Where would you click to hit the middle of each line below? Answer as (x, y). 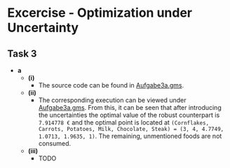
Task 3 (22, 54)
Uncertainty (43, 28)
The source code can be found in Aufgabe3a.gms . (111, 85)
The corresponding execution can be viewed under (112, 100)
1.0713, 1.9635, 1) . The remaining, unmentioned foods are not (130, 136)
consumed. (55, 143)
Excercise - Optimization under (100, 13)
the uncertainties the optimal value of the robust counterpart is (129, 115)
